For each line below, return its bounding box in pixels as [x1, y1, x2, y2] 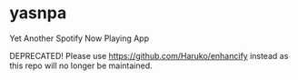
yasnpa [9, 3, 67, 24]
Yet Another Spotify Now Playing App [9, 33, 150, 44]
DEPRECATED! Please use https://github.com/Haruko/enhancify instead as [9, 50, 289, 61]
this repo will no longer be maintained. [9, 60, 153, 71]
